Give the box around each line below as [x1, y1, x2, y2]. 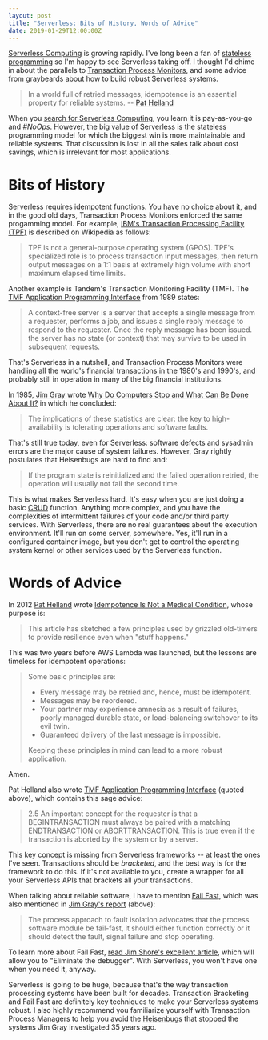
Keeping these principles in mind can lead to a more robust [27, 746, 222, 755]
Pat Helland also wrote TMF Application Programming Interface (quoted [8, 785, 244, 794]
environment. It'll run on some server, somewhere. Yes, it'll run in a [8, 529, 228, 538]
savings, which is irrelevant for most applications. [8, 147, 172, 157]
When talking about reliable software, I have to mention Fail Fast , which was [8, 891, 258, 901]
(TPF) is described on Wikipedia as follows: [8, 227, 151, 237]
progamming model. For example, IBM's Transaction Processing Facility [8, 219, 245, 229]
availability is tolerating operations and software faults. [27, 422, 209, 432]
